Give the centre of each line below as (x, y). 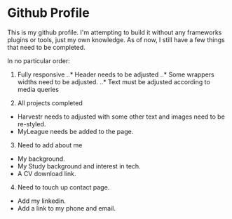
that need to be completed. (46, 47)
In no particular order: (39, 60)
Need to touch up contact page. (63, 187)
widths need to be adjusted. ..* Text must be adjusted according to (114, 81)
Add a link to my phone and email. (67, 208)
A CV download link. (47, 173)
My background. (41, 159)
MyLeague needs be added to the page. (75, 131)
